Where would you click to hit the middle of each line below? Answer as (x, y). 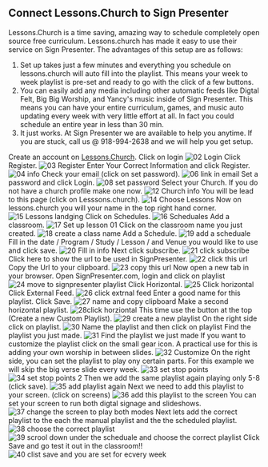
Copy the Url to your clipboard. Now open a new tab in (129, 267)
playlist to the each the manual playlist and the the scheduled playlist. (123, 420)
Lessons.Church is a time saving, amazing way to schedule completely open (134, 32)
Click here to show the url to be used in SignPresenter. (98, 258)
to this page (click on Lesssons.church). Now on (125, 199)
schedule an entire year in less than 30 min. (92, 124)
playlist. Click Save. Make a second (118, 301)
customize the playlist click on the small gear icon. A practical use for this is (133, 344)
